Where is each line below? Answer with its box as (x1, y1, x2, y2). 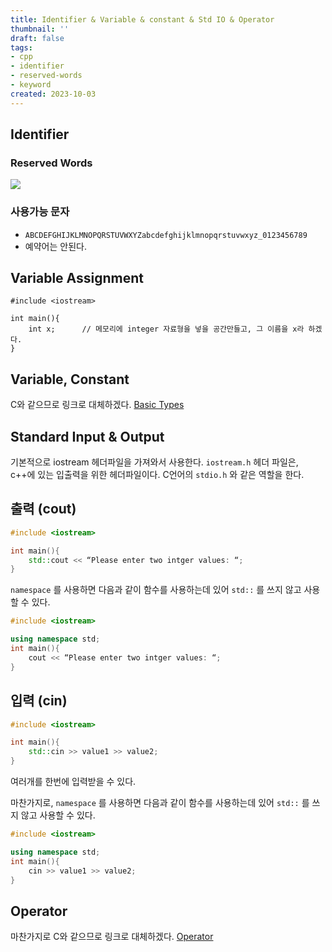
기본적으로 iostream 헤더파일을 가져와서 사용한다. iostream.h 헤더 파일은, (10, 456, 299, 468)
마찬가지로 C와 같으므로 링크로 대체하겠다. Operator (10, 931, 214, 943)
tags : (10, 42, 33, 53)
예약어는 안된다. (24, 240, 87, 252)
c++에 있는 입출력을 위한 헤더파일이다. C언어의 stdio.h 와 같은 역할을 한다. (10, 469, 305, 481)
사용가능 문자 (10, 205, 70, 219)
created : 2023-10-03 (10, 89, 97, 99)
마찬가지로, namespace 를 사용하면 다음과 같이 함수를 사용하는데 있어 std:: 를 (10, 797, 310, 809)
